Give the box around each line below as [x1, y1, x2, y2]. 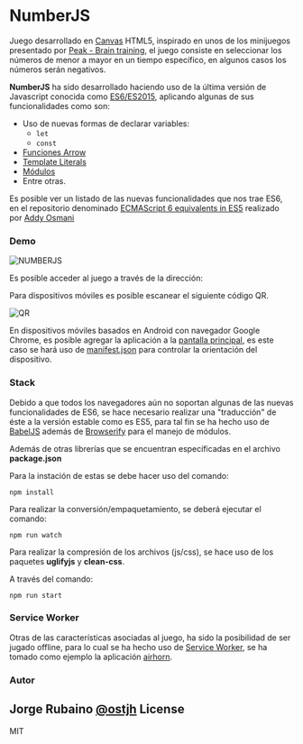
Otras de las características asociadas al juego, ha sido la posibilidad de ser [9, 632, 291, 643]
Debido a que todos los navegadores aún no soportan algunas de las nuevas [9, 397, 294, 408]
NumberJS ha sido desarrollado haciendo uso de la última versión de [9, 81, 267, 92]
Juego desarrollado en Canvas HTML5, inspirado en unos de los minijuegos [9, 35, 291, 46]
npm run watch [9, 530, 63, 539]
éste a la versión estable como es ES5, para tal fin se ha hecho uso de [9, 416, 271, 427]
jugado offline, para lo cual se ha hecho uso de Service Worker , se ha [9, 641, 268, 652]
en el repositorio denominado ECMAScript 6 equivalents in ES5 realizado [9, 202, 280, 213]
